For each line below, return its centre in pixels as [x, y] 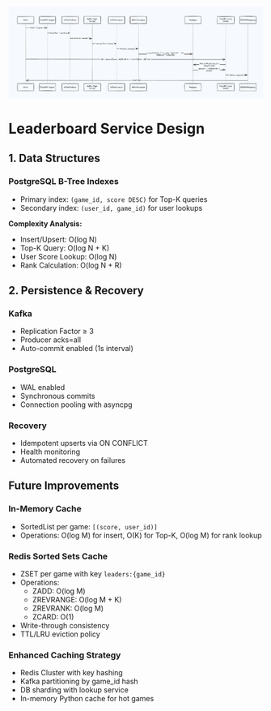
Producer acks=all [51, 340]
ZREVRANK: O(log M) [68, 608]
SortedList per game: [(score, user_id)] [89, 526]
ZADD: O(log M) [59, 591]
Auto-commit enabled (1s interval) [76, 349]
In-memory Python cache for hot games [87, 699]
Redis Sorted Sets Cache [58, 556]
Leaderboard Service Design [106, 128]
